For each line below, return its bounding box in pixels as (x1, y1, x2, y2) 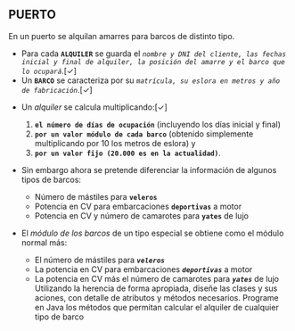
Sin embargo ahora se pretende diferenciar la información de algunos (20, 164, 277, 175)
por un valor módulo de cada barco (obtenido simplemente (34, 128, 254, 139)
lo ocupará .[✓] (20, 65, 78, 76)
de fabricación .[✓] (20, 84, 93, 95)
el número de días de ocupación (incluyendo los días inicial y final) (34, 119, 282, 129)
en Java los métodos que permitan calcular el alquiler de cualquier (34, 302, 280, 312)
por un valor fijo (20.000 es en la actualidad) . (34, 147, 221, 158)
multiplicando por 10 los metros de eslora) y (34, 137, 196, 148)
